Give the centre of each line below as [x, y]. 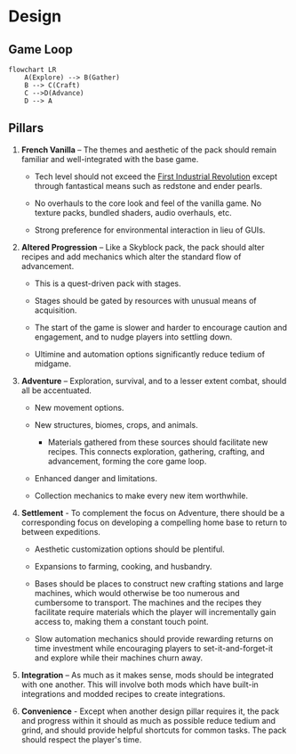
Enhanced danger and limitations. [96, 478]
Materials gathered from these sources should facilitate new [158, 442]
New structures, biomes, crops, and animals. [116, 424]
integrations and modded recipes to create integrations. [123, 693]
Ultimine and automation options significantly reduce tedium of [150, 354]
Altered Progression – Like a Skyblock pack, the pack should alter [143, 247]
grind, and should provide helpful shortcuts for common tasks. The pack [154, 730]
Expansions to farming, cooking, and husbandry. [123, 566]
